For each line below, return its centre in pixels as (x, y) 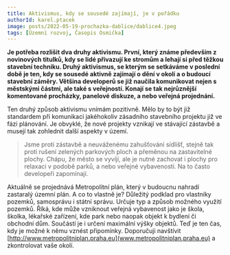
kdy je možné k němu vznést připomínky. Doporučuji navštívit (94, 231)
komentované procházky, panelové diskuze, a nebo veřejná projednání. (111, 96)
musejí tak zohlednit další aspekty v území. (68, 131)
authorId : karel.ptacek (41, 20)
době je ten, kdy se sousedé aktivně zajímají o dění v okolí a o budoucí (109, 74)
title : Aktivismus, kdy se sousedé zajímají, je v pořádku (93, 13)
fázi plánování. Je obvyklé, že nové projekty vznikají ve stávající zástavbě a (114, 124)
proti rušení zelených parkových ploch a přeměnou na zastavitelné (118, 152)
